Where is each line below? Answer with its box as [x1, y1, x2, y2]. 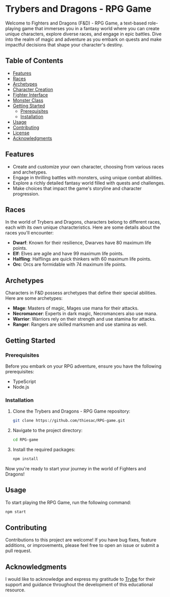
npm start [5, 509, 27, 514]
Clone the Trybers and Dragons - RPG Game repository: [12, 408, 131, 414]
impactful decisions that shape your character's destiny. [5, 41, 124, 47]
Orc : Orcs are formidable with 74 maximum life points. [12, 261, 127, 268]
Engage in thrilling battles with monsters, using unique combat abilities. [12, 174, 163, 180]
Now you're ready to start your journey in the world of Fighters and [5, 465, 147, 471]
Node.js [12, 384, 30, 390]
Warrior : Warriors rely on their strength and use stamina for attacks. [12, 316, 156, 322]
